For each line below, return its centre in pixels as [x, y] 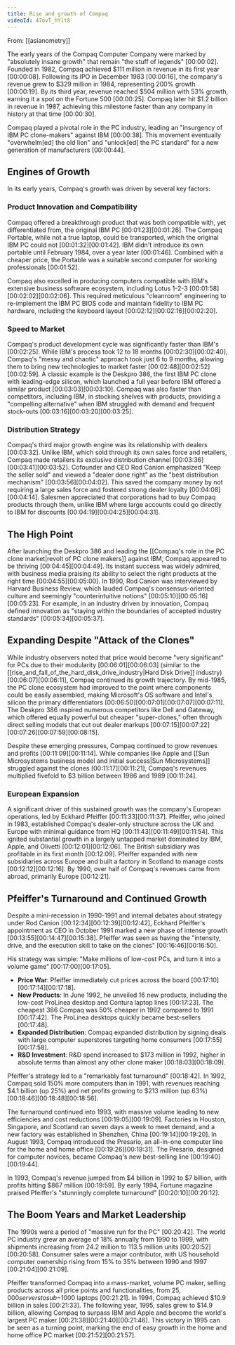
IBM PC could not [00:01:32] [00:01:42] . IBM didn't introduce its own [105, 245]
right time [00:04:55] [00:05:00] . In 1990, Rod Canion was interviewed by [112, 581]
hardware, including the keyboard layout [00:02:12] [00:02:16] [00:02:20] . [112, 311]
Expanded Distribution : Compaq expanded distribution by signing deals [122, 1032]
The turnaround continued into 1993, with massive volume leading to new [113, 1112]
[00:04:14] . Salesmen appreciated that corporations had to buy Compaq [112, 497]
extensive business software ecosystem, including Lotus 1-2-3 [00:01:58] [113, 288]
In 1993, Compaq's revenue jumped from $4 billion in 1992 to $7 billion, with [117, 1178]
